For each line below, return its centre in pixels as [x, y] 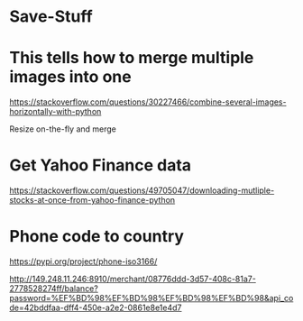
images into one [71, 77]
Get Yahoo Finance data [101, 165]
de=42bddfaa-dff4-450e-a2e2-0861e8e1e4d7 [96, 307]
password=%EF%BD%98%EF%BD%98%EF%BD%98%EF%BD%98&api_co [151, 298]
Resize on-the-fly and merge [63, 129]
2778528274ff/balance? [54, 289]
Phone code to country [97, 237]
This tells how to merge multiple [132, 58]
